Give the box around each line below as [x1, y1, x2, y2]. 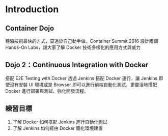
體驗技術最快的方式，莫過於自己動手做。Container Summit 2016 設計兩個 [5, 38, 158, 44]
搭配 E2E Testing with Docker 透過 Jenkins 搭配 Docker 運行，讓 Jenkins [5, 75, 158, 81]
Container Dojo [5, 24, 54, 33]
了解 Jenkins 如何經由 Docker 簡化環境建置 [12, 125, 103, 131]
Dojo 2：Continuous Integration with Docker [5, 61, 149, 69]
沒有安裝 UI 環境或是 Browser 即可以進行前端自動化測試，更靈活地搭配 [9, 81, 157, 88]
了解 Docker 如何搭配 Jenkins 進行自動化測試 [12, 119, 108, 125]
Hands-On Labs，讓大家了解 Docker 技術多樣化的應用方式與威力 [5, 44, 141, 50]
